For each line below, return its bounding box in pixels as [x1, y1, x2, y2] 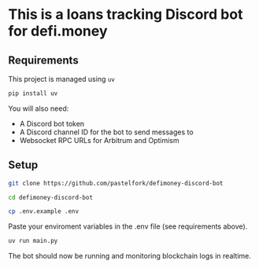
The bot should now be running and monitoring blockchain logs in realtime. [8, 251, 252, 261]
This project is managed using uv [8, 75, 116, 83]
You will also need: [8, 104, 69, 113]
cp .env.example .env [8, 207, 80, 215]
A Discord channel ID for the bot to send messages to [19, 127, 194, 137]
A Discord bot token [19, 119, 85, 128]
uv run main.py [8, 237, 58, 245]
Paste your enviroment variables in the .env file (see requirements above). [8, 222, 248, 231]
